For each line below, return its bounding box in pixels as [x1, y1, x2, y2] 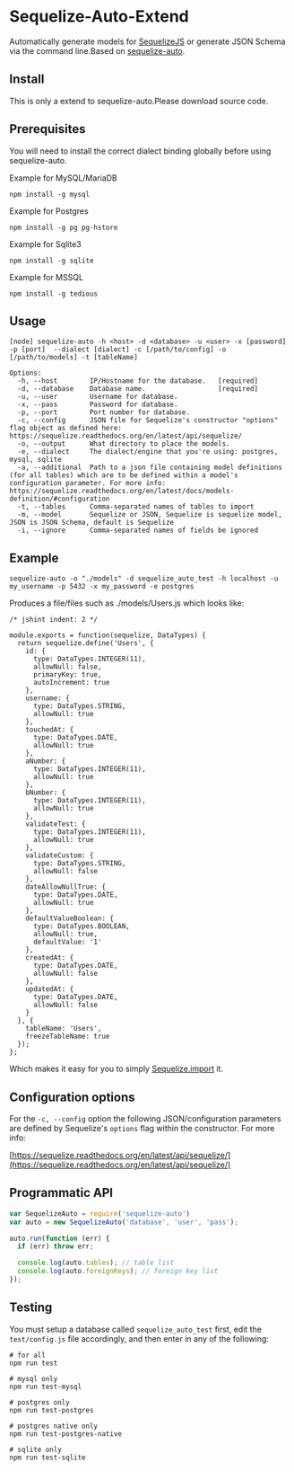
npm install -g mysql [9, 190, 91, 199]
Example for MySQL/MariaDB [9, 173, 118, 183]
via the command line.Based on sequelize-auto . [9, 45, 186, 56]
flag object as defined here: [9, 424, 123, 433]
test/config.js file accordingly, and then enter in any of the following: [9, 1333, 269, 1344]
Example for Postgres [9, 205, 89, 217]
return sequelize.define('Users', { [17, 639, 154, 648]
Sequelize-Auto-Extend [9, 6, 190, 27]
